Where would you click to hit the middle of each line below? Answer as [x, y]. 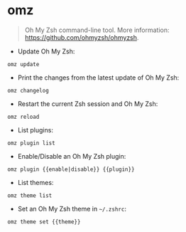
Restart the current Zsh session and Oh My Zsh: [88, 104]
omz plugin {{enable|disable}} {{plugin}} [71, 169]
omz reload [23, 117]
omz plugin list [31, 143]
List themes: [35, 182]
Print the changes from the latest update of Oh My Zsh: [98, 78]
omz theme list [30, 195]
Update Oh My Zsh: [46, 51]
